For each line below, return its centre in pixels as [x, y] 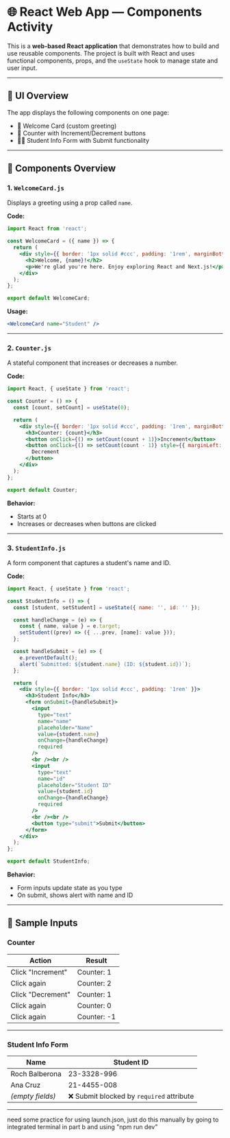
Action [41, 960]
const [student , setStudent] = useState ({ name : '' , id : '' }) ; [107, 607]
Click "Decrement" [40, 994]
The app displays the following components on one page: [88, 112]
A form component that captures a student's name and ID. [89, 562]
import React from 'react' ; [47, 229]
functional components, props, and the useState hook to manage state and [113, 60]
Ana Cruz [26, 1085]
